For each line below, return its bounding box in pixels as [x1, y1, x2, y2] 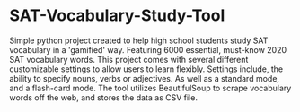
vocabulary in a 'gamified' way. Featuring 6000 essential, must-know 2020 [9, 44, 287, 55]
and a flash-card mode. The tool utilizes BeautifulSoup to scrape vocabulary [9, 82, 292, 93]
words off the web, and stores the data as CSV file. [9, 91, 198, 103]
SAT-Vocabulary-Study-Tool [9, 5, 225, 26]
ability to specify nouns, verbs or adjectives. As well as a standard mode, [9, 73, 280, 83]
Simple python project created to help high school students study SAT [9, 35, 269, 46]
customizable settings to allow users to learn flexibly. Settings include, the [9, 64, 284, 74]
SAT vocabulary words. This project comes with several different [9, 54, 249, 65]
